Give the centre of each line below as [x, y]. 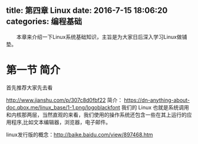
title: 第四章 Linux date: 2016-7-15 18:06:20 [87, 11]
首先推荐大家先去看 [29, 88]
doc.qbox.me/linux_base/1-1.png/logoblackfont [63, 107]
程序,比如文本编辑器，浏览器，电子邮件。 [61, 122]
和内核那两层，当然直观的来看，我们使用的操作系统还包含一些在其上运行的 [96, 115]
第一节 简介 [33, 70]
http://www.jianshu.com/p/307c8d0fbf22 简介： [65, 100]
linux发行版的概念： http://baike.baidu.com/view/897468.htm [80, 135]
